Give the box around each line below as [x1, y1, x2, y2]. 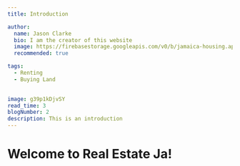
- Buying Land [14, 76, 56, 83]
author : [7, 23, 31, 31]
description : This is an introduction [7, 115, 123, 123]
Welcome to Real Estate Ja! [7, 146, 173, 162]
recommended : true [14, 50, 69, 57]
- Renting [14, 69, 43, 76]
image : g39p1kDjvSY [7, 95, 66, 103]
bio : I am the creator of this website [14, 36, 133, 43]
